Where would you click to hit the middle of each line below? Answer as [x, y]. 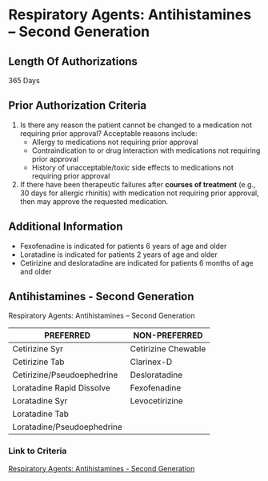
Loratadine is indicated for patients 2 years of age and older [118, 255]
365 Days [24, 80]
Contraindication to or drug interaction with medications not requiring [146, 150]
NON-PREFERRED [168, 335]
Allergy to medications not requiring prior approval [115, 142]
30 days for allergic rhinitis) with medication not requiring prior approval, [140, 193]
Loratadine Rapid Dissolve [61, 388]
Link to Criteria [38, 451]
